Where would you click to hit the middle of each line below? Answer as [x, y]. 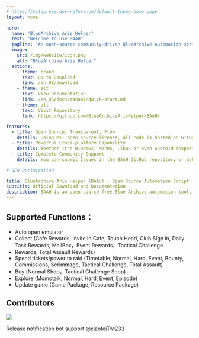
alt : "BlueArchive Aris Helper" [57, 61]
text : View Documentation [54, 94]
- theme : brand [36, 72]
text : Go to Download [49, 78]
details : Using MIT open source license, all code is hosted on [98, 138]
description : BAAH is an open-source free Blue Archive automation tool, [99, 192]
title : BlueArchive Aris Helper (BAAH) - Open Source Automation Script [98, 181]
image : [20, 50]
